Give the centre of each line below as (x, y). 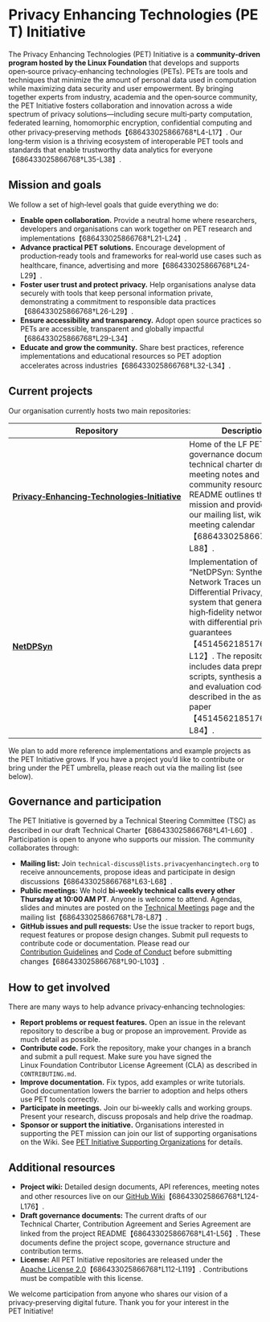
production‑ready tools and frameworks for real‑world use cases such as (141, 256)
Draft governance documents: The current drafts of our (113, 1215)
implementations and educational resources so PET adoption (121, 356)
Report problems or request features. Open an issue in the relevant (133, 1023)
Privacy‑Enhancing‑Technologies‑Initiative (97, 496)
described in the (219, 696)
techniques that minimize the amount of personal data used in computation (133, 80)
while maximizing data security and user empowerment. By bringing (121, 88)
